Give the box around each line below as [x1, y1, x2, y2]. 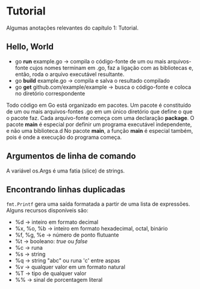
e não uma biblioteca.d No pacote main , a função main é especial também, [6, 127, 193, 134]
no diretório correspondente [14, 89, 86, 97]
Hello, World [6, 42, 54, 52]
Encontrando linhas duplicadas [6, 184, 125, 194]
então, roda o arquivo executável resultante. [14, 71, 125, 78]
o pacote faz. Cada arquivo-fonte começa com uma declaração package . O [6, 114, 195, 121]
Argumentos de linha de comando [6, 151, 136, 161]
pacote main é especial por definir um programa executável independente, [6, 121, 192, 128]
